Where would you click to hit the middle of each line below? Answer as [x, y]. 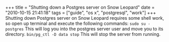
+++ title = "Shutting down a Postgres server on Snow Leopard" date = [80, 7]
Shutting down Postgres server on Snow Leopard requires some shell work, [85, 18]
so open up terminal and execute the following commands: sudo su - [78, 23]
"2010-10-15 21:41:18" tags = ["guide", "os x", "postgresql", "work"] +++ [81, 13]
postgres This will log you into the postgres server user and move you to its [84, 29]
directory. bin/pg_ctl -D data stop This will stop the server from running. [83, 34]
